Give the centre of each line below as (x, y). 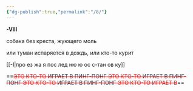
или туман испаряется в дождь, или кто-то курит (70, 53)
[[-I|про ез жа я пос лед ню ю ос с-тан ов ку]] (66, 64)
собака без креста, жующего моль (52, 41)
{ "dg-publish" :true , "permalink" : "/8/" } (57, 12)
